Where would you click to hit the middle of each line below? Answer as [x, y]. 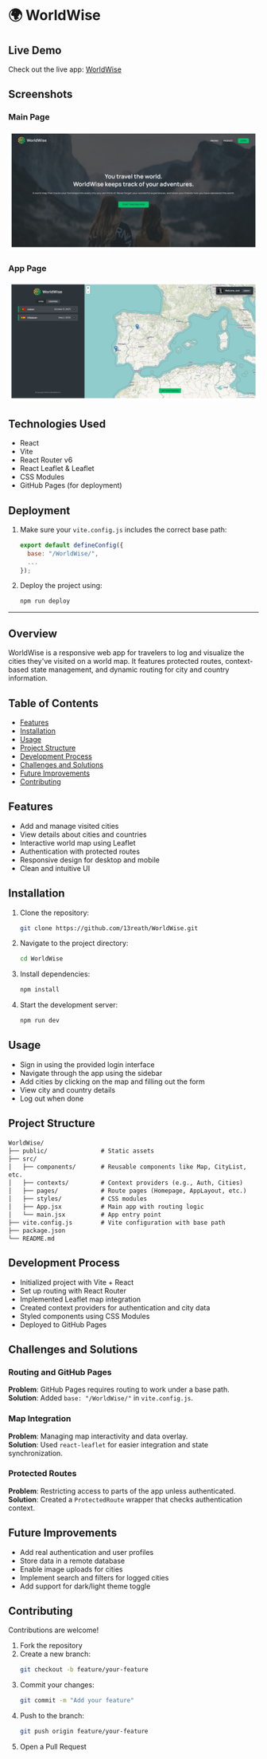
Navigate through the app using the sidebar [91, 1073]
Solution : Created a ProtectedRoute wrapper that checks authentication [125, 1499]
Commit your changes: [57, 1685]
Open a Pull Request [53, 1747]
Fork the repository [51, 1646]
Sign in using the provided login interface [87, 1064]
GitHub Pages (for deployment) [71, 485]
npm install [39, 990]
